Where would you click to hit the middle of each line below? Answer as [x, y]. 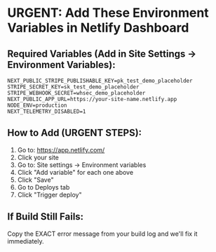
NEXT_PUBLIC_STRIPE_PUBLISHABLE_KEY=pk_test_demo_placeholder [100, 81]
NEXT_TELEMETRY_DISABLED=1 [47, 112]
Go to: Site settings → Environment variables [82, 165]
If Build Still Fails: [46, 217]
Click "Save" [35, 180]
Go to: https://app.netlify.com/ [61, 150]
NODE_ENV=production [38, 105]
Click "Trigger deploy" [49, 194]
